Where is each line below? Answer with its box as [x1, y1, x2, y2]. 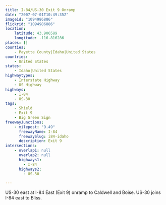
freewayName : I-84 [18, 129, 58, 134]
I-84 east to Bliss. [5, 195, 42, 201]
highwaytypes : [5, 73, 35, 78]
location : [5, 26, 26, 31]
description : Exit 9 [18, 139, 62, 144]
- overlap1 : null [14, 148, 51, 153]
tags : [5, 101, 17, 106]
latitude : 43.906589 [14, 31, 58, 36]
